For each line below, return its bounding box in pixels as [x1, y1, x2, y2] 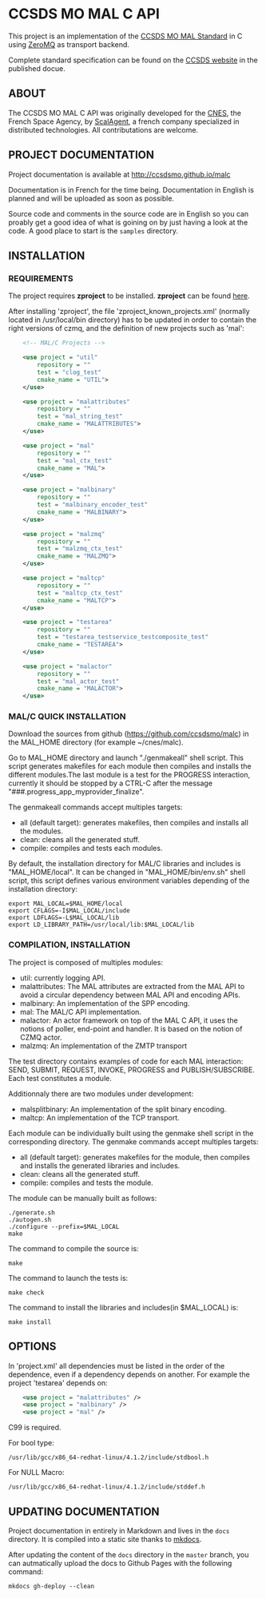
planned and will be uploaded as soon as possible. [8, 193, 174, 203]
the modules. [19, 826, 64, 836]
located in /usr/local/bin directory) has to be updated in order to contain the [8, 315, 257, 324]
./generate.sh [8, 1208, 56, 1217]
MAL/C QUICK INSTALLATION [8, 711, 126, 722]
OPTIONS [8, 1340, 57, 1354]
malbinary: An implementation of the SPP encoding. [19, 998, 190, 1008]
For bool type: [8, 1438, 54, 1448]
